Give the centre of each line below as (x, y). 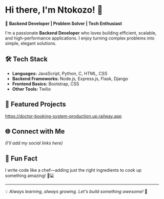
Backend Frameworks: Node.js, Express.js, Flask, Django (70, 79)
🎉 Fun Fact (21, 158)
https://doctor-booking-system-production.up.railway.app (63, 116)
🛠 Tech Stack (26, 59)
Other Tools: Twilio (31, 89)
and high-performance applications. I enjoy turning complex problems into (80, 38)
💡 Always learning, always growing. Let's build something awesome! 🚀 (76, 192)
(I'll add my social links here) (34, 143)
